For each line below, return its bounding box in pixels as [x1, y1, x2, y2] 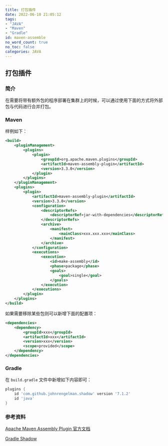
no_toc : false [5, 44, 35, 49]
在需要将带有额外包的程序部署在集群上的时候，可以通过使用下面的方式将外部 [5, 97, 163, 103]
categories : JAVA [5, 49, 41, 54]
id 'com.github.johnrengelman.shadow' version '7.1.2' [14, 392, 131, 397]
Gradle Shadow [5, 436, 37, 442]
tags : [5, 16, 16, 21]
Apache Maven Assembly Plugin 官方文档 [5, 426, 91, 432]
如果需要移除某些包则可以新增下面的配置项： [5, 310, 97, 316]
